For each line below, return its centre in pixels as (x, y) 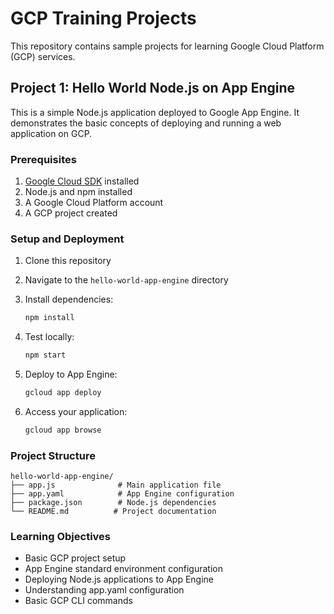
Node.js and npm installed (78, 192)
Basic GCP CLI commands (78, 601)
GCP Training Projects (103, 18)
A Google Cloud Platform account (94, 203)
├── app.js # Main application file (116, 485)
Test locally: (49, 337)
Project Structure (53, 455)
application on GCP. (51, 133)
